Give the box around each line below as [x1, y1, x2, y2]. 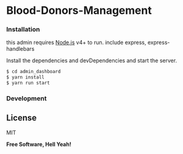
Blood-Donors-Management [6, 4, 152, 18]
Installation [6, 25, 41, 34]
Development [6, 94, 47, 103]
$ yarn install [6, 74, 45, 80]
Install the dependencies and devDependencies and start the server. [6, 57, 178, 64]
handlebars [6, 45, 35, 53]
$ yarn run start [6, 80, 50, 86]
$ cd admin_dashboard [6, 69, 61, 75]
